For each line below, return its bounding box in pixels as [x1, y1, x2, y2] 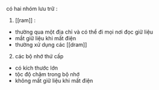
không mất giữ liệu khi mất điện [14, 77, 93, 84]
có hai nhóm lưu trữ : [6, 5, 58, 12]
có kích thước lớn [14, 64, 58, 71]
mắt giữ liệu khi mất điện [14, 35, 76, 41]
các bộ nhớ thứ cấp [14, 53, 64, 59]
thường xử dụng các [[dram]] [14, 41, 87, 48]
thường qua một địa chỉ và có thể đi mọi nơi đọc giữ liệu [14, 28, 154, 35]
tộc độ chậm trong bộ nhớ [14, 71, 80, 77]
